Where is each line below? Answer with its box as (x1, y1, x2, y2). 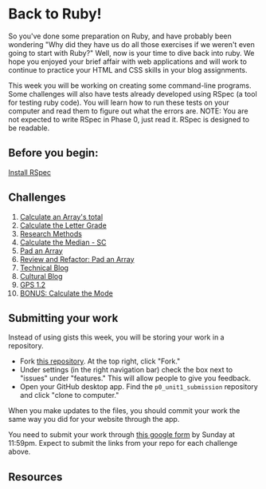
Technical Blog (19, 263, 69, 272)
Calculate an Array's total (19, 212, 104, 221)
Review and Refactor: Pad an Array (19, 254, 135, 264)
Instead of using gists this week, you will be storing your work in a (8, 332, 225, 342)
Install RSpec (8, 167, 52, 177)
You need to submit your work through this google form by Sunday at (8, 430, 235, 439)
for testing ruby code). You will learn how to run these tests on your (8, 97, 229, 107)
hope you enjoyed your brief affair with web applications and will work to (8, 57, 247, 66)
